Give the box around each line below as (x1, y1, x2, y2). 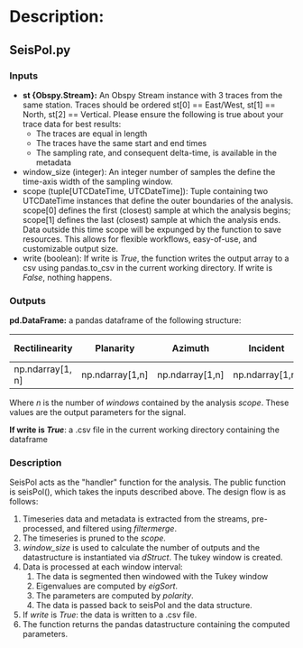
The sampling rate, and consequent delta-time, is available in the (35, 147, 278, 158)
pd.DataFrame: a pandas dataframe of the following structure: (9, 315, 242, 326)
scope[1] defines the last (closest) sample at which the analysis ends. (22, 214, 281, 225)
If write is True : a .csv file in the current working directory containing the (9, 424, 280, 435)
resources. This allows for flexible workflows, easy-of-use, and (22, 233, 257, 245)
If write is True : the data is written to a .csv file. (22, 609, 197, 620)
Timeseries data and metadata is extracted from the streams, (22, 514, 250, 524)
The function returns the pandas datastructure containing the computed (22, 619, 290, 630)
